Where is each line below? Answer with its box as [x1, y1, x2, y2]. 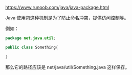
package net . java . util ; [5, 35, 56, 41]
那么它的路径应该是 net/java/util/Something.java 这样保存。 [5, 64, 130, 70]
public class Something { [5, 45, 58, 50]
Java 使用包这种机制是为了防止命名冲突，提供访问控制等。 [5, 15, 129, 21]
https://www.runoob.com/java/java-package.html [5, 5, 109, 10]
